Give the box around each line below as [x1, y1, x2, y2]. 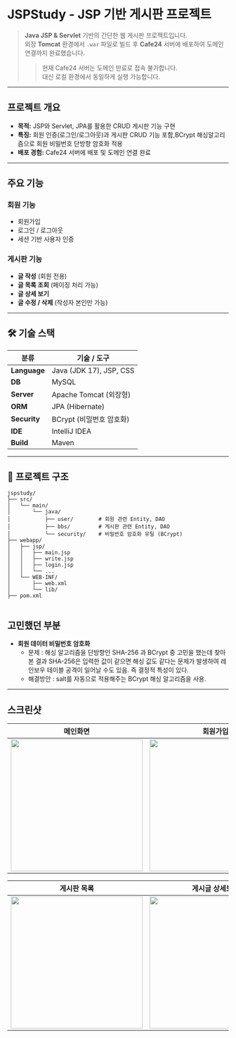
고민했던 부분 [7, 619, 61, 631]
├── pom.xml [7, 592, 42, 599]
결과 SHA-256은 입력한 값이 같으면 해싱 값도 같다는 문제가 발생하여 [35, 657, 219, 665]
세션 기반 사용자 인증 [17, 235, 74, 244]
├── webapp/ [7, 537, 42, 544]
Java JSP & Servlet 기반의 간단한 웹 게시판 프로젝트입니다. [24, 31, 188, 39]
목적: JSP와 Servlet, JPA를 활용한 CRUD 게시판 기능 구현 [17, 121, 176, 130]
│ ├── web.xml [7, 580, 68, 587]
